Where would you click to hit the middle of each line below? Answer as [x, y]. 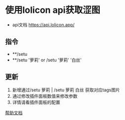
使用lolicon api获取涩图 [53, 10]
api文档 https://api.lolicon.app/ [43, 25]
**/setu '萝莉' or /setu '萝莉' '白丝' [47, 60]
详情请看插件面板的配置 [36, 102]
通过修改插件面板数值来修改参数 [45, 96]
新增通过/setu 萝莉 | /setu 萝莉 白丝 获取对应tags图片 [66, 90]
